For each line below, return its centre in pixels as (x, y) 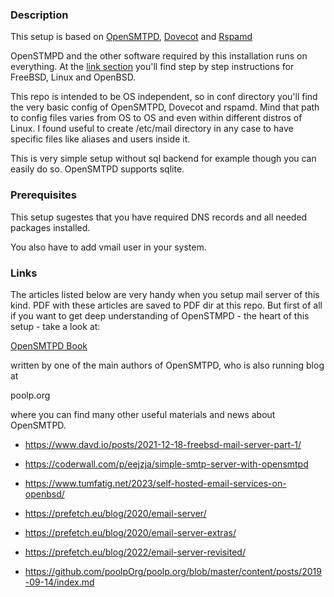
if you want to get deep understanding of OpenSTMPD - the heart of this (160, 315)
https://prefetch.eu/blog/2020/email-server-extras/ (130, 532)
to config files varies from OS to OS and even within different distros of (156, 118)
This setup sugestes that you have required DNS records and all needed (159, 217)
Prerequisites (43, 195)
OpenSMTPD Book (49, 345)
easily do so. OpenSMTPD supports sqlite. (97, 169)
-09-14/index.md (59, 582)
